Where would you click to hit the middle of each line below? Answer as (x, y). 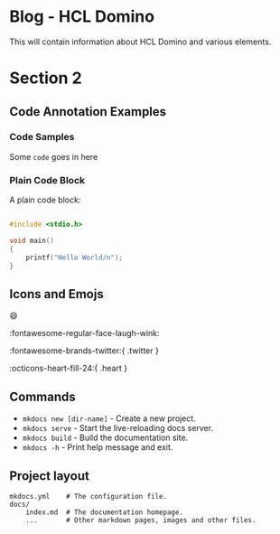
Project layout (50, 476)
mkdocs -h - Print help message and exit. (98, 447)
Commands (43, 396)
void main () (32, 240)
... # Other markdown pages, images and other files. (141, 520)
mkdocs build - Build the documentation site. (105, 438)
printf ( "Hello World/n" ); (75, 258)
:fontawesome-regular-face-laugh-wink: (84, 333)
